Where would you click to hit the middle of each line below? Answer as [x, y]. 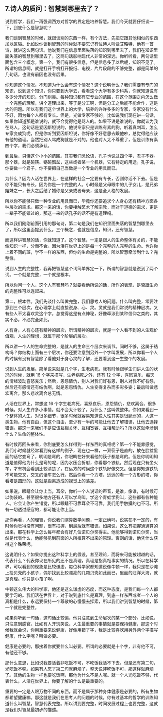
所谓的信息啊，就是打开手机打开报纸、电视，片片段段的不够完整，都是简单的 [81, 68]
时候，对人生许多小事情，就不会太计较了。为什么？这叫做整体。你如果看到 [79, 409]
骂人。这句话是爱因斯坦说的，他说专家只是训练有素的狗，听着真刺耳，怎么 [83, 127]
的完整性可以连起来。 [26, 291]
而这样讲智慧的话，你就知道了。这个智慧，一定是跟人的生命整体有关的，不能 [81, 239]
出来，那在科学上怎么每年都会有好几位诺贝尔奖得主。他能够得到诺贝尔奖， [79, 532]
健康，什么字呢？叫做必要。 [33, 636]
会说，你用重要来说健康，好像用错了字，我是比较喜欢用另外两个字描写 [88, 630]
